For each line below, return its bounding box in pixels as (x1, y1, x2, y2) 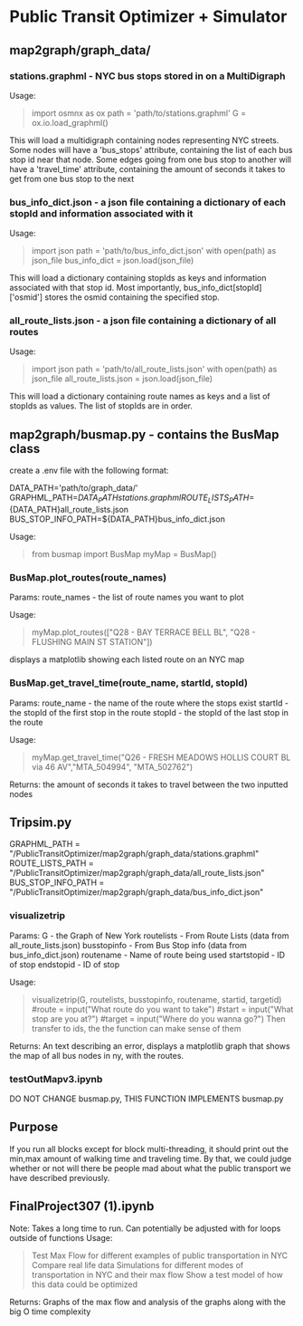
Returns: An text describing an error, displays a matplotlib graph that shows (9, 1040, 291, 1052)
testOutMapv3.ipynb (9, 1072, 103, 1085)
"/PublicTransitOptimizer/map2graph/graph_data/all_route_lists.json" (9, 868, 265, 879)
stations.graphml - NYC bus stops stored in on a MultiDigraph (9, 70, 286, 82)
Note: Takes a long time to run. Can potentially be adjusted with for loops (9, 1223, 281, 1234)
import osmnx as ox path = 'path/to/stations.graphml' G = (31, 107, 247, 119)
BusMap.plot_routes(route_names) (9, 572, 167, 583)
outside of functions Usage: (9, 1232, 113, 1243)
